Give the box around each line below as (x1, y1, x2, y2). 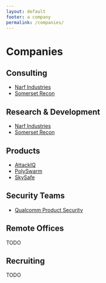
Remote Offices (6, 224, 64, 234)
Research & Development (6, 107, 101, 117)
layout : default (6, 8, 46, 15)
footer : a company (6, 14, 51, 20)
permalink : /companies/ (6, 19, 64, 25)
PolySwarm (14, 168, 43, 174)
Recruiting (6, 256, 45, 266)
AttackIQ (14, 161, 36, 168)
